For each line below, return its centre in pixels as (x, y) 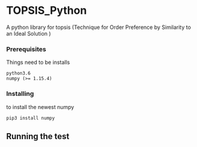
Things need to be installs (38, 62)
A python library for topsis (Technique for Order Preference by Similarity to (98, 27)
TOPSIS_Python (47, 11)
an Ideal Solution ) (29, 33)
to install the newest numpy (40, 107)
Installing (20, 94)
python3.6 (19, 73)
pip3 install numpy (31, 118)
